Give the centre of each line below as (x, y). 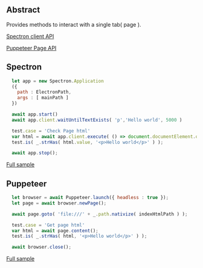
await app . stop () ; (35, 153)
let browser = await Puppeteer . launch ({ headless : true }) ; (90, 198)
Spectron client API (30, 36)
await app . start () (35, 114)
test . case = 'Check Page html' (51, 131)
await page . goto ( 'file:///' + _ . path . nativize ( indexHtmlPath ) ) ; (100, 214)
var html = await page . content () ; (55, 230)
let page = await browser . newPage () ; (59, 203)
